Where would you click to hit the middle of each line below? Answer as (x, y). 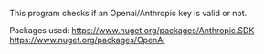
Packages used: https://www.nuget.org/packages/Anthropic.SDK (132, 30)
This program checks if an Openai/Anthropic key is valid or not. (128, 13)
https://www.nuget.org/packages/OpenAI (88, 40)
